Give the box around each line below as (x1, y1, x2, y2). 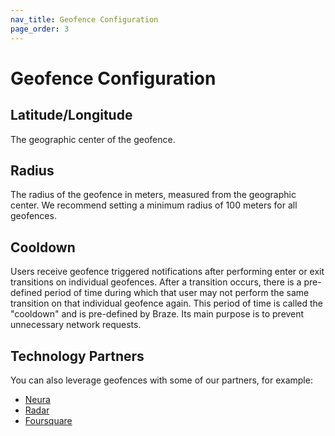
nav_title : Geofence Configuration (10, 14, 159, 25)
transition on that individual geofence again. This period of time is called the (10, 297, 323, 310)
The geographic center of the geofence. (10, 133, 176, 145)
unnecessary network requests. (10, 319, 142, 331)
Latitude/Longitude (10, 107, 133, 124)
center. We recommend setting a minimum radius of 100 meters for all (10, 199, 298, 211)
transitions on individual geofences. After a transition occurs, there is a (10, 276, 302, 288)
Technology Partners (10, 347, 145, 365)
